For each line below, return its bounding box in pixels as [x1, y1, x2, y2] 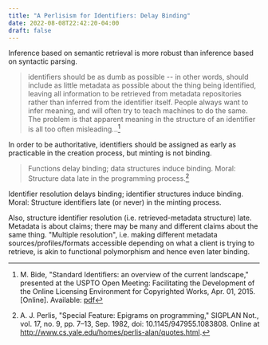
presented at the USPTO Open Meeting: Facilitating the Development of [19, 278, 255, 288]
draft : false [8, 26, 52, 34]
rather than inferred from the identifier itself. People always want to [27, 97, 249, 108]
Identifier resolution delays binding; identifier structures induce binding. [8, 189, 244, 198]
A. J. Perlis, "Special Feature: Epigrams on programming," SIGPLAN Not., [19, 310, 259, 320]
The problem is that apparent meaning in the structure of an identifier [27, 115, 256, 124]
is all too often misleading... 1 [27, 123, 121, 134]
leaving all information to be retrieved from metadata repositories [27, 89, 242, 99]
